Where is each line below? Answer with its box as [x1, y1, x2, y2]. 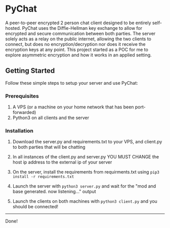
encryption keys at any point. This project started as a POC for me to [5, 46, 148, 52]
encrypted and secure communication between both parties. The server [5, 30, 156, 36]
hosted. [5, 25, 21, 31]
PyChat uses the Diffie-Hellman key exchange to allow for [22, 25, 143, 31]
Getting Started [5, 67, 55, 75]
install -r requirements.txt [12, 175, 74, 180]
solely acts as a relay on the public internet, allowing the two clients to [5, 36, 152, 42]
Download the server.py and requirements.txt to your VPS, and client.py [12, 139, 162, 145]
